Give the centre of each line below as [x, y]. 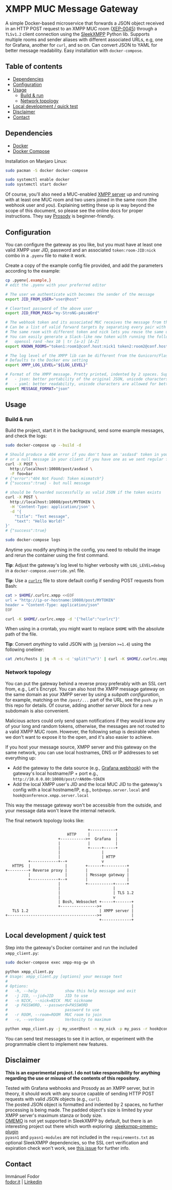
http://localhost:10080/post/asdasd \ [51, 469]
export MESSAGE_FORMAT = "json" [38, 389]
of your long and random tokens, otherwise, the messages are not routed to [85, 726]
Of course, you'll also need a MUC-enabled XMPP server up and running [82, 194]
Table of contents [34, 66]
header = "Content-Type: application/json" [52, 605]
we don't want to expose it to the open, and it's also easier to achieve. [79, 737]
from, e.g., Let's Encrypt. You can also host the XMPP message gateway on [85, 689]
